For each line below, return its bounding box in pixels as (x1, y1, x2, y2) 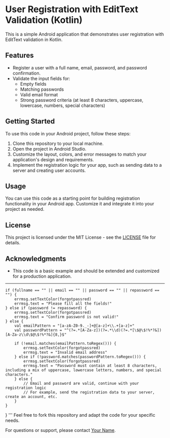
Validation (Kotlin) (5, 14, 82, 26)
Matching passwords (20, 86, 64, 92)
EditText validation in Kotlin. (5, 36, 63, 43)
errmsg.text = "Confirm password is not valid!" (14, 314, 119, 319)
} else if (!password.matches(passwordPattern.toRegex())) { (14, 354, 146, 359)
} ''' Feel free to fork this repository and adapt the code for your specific (5, 412, 155, 418)
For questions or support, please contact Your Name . (5, 427, 116, 433)
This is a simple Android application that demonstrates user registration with (5, 31, 164, 37)
